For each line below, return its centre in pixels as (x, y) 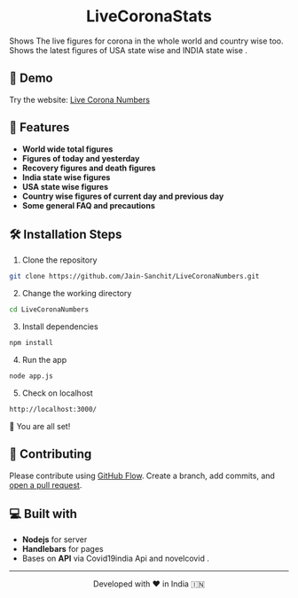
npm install (31, 343)
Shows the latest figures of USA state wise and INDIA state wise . (129, 50)
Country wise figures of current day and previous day (123, 196)
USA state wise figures (65, 186)
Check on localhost (57, 393)
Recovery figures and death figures (89, 168)
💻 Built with (43, 513)
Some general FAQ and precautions (88, 205)
